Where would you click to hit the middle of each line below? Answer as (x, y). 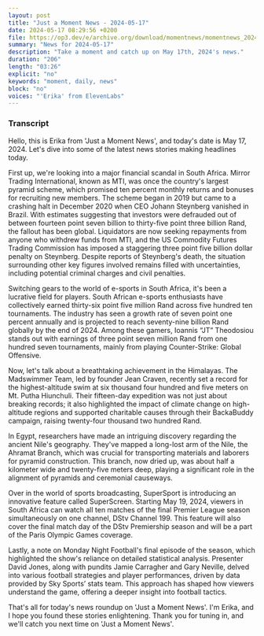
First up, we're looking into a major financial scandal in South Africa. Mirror (129, 172)
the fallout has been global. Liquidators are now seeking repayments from (128, 231)
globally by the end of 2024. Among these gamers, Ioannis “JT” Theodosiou (131, 330)
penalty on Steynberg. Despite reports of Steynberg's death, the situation (127, 256)
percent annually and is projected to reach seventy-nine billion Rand (119, 322)
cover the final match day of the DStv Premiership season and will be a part (130, 526)
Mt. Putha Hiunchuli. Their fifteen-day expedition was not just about (118, 395)
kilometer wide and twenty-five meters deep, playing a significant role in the (132, 469)
